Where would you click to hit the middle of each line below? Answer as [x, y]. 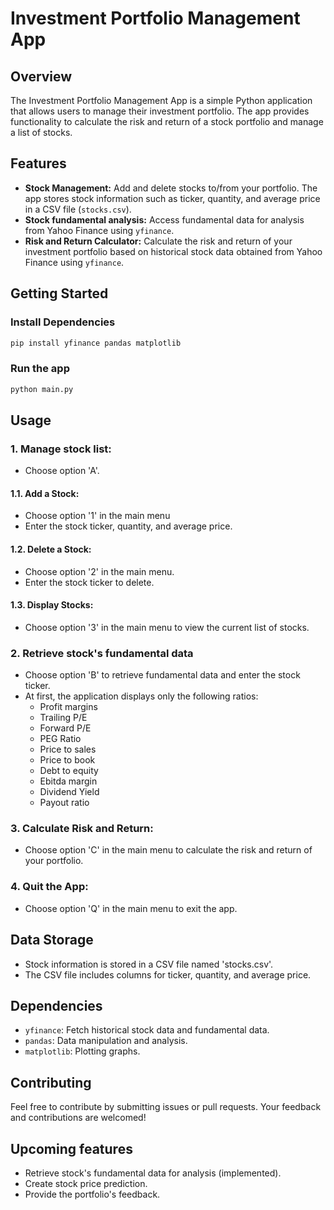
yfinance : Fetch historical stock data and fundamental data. [147, 1030]
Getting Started [59, 293]
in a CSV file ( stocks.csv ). [78, 209]
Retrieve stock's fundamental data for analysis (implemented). [153, 1173]
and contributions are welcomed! [78, 1118]
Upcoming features [71, 1148]
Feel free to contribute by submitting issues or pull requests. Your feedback [166, 1107]
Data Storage [52, 940]
